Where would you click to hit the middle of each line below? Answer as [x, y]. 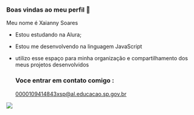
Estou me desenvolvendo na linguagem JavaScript [78, 47]
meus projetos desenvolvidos [52, 65]
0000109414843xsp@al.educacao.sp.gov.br [71, 94]
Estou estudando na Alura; [48, 35]
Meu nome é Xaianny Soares [42, 23]
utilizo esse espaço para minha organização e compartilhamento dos [102, 58]
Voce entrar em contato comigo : [64, 80]
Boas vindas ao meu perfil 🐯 [48, 10]
